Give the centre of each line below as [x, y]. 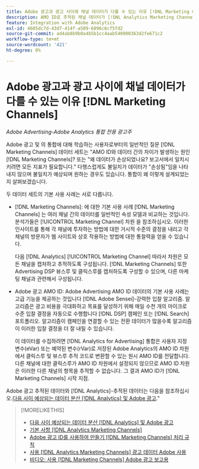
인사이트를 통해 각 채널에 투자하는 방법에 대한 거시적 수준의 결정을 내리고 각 [102, 229]
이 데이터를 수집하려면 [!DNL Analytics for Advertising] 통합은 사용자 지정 [101, 341]
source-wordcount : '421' [37, 45]
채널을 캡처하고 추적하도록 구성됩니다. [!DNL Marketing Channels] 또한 [104, 264]
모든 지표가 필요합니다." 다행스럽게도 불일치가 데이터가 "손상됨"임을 [99, 166]
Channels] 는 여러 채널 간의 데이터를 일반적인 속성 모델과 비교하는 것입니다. [102, 214]
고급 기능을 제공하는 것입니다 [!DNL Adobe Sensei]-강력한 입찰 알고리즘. [99, 299]
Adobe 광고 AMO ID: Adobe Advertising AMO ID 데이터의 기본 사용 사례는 [102, 291]
